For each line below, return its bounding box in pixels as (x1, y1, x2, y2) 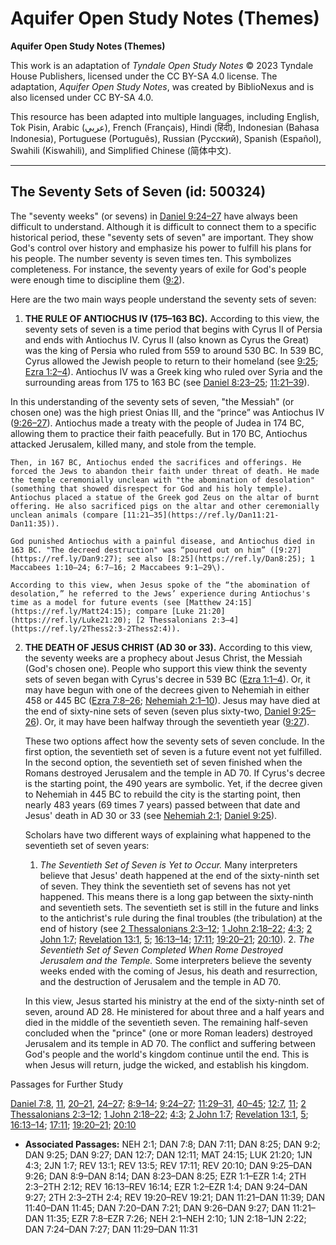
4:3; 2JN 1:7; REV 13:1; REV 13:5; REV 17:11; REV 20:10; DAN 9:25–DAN (24, 1159, 313, 1171)
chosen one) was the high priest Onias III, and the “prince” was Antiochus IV (10, 406, 325, 418)
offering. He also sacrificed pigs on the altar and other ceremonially (10, 501, 320, 511)
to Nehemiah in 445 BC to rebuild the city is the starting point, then (24, 788, 302, 800)
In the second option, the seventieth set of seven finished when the (24, 756, 303, 768)
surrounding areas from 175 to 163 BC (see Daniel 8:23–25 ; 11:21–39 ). (24, 376, 310, 388)
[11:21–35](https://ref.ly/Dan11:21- (121, 510, 280, 520)
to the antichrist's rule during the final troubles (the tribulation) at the (39, 912, 323, 924)
